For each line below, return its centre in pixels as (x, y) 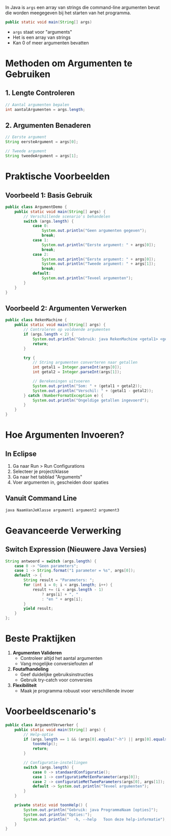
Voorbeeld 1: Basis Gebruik (49, 195)
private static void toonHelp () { (51, 805)
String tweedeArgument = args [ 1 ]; (42, 156)
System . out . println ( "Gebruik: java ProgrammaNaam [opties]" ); (91, 810)
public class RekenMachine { (36, 320)
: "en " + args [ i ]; (62, 599)
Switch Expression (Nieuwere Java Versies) (76, 549)
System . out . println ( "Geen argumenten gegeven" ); (94, 231)
